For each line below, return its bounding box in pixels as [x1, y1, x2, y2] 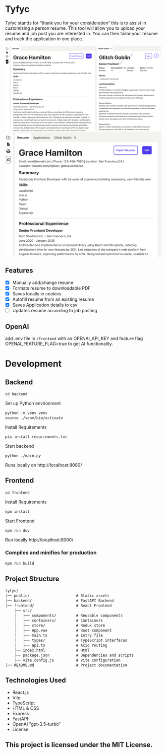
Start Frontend [5, 518, 35, 524]
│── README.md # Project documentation [5, 663, 127, 668]
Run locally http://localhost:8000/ [5, 537, 74, 543]
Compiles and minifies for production [5, 549, 97, 556]
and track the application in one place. [5, 36, 83, 42]
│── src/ [14, 608, 32, 613]
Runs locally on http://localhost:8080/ [5, 462, 82, 468]
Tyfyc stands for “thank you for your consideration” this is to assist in [5, 20, 146, 26]
